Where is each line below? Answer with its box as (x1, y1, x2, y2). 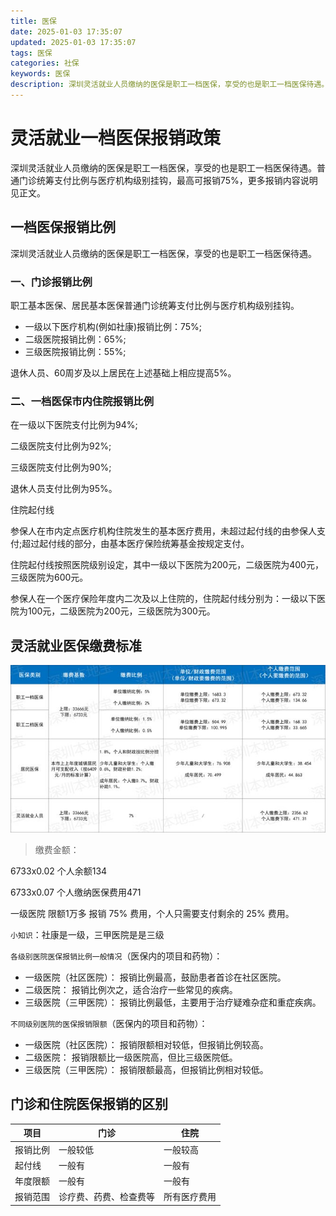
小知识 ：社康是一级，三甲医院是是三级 (10, 929, 165, 941)
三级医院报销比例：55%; (24, 345, 127, 357)
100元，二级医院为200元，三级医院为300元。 (27, 605, 216, 617)
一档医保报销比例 (10, 219, 116, 236)
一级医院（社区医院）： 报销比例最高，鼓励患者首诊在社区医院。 (24, 971, 287, 984)
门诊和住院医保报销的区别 (10, 1096, 168, 1113)
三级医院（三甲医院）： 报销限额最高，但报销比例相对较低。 (24, 1064, 269, 1076)
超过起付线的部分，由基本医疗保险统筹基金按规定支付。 (21, 538, 250, 550)
